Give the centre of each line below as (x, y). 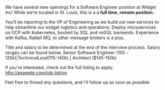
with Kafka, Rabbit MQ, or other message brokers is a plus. (65, 38)
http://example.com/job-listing (36, 73)
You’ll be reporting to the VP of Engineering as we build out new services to (82, 22)
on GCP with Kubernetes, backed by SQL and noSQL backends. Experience (82, 32)
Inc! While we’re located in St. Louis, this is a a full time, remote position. (80, 12)
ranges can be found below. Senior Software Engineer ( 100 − (67, 52)
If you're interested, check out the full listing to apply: (59, 67)
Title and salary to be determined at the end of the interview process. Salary (83, 47)
